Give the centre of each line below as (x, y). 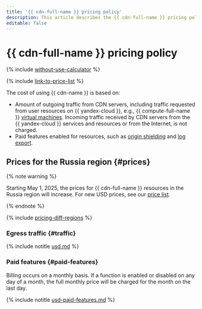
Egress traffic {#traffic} (41, 234)
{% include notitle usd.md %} (43, 246)
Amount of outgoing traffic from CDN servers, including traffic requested (105, 105)
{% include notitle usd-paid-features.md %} (61, 299)
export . (24, 143)
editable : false (26, 23)
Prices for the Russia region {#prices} (78, 162)
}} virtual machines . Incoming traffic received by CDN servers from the (103, 117)
